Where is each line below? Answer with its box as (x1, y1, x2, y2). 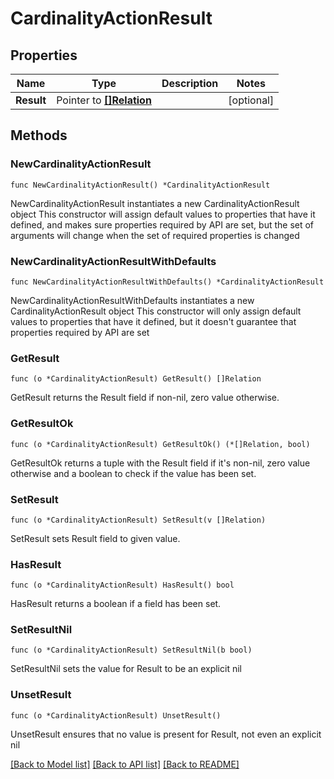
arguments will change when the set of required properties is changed (10, 229, 300, 241)
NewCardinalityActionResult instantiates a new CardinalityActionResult (10, 197, 300, 209)
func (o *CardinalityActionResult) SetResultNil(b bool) (10, 645, 253, 656)
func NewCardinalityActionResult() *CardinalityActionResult (10, 180, 271, 190)
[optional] (228, 93, 275, 107)
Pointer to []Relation (56, 93, 152, 107)
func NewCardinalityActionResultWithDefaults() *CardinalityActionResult (10, 277, 325, 287)
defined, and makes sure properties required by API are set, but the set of (10, 218, 315, 231)
